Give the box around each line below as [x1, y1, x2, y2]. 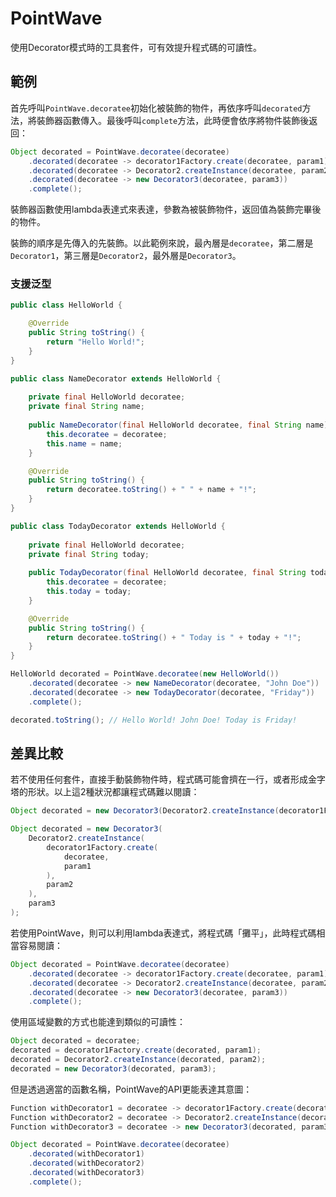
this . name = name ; [46, 438, 123, 449]
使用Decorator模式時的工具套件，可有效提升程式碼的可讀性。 [10, 41, 262, 53]
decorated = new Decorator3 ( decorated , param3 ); [10, 1063, 217, 1074]
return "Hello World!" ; [46, 337, 145, 347]
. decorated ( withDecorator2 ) [28, 1158, 145, 1169]
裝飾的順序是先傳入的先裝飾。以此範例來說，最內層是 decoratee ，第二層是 [10, 237, 314, 249]
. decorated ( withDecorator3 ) [28, 1168, 145, 1178]
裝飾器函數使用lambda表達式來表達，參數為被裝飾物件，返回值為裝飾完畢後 [10, 203, 322, 216]
